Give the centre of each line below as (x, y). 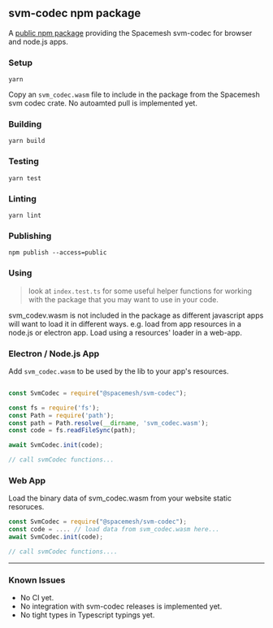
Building (25, 124)
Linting (22, 198)
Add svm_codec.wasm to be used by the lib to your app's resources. (119, 371)
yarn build (27, 141)
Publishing (30, 236)
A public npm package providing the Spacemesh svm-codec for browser (130, 32)
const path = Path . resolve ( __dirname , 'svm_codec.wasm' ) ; (108, 423)
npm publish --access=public (58, 253)
